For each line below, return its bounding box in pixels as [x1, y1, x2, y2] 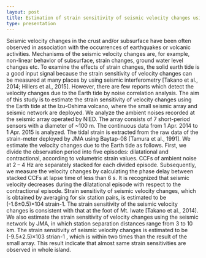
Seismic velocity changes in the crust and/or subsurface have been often [6, 37, 191, 45]
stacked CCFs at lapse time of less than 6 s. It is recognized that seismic [6, 174, 190, 182]
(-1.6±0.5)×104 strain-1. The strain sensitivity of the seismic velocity [6, 200, 178, 208]
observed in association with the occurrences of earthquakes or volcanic [6, 44, 191, 51]
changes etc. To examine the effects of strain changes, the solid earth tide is [6, 63, 200, 71]
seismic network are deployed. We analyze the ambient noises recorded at [6, 109, 195, 117]
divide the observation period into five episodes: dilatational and [6, 148, 169, 155]
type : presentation [6, 20, 56, 26]
